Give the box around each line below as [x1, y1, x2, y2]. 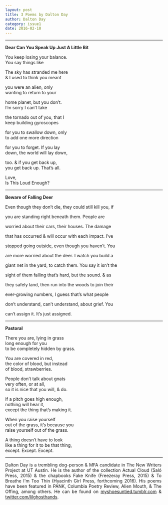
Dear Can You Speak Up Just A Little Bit [5, 45, 89, 51]
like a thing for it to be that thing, [5, 442, 72, 448]
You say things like [5, 60, 44, 66]
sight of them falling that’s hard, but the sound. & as [5, 272, 111, 278]
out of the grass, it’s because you [5, 422, 74, 428]
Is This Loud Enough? [5, 180, 50, 186]
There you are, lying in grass [5, 335, 64, 341]
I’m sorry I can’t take [5, 105, 47, 111]
